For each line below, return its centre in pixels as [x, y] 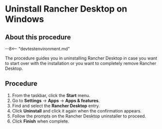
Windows [24, 19]
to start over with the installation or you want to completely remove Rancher [81, 63]
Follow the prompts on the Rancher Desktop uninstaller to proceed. [79, 116]
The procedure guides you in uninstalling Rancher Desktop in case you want [81, 58]
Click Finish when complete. [40, 121]
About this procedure [38, 37]
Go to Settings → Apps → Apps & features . [56, 100]
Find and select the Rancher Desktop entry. [56, 106]
